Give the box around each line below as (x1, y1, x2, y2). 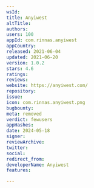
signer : (6, 133, 26, 140)
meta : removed (6, 111, 42, 117)
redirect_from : (6, 156, 45, 162)
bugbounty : (6, 105, 34, 111)
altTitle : (6, 20, 32, 26)
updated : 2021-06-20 (6, 54, 59, 60)
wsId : (6, 9, 20, 15)
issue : (6, 94, 23, 100)
